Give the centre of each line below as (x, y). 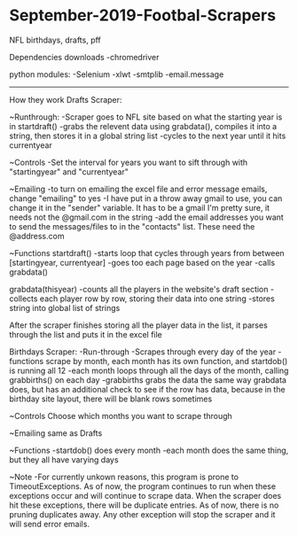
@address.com (37, 236)
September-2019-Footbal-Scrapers (143, 16)
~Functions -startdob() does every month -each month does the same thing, (149, 450)
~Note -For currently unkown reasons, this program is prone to (124, 477)
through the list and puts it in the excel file (86, 334)
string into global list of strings (65, 307)
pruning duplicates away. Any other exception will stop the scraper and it (142, 514)
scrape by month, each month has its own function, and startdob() (167, 361)
